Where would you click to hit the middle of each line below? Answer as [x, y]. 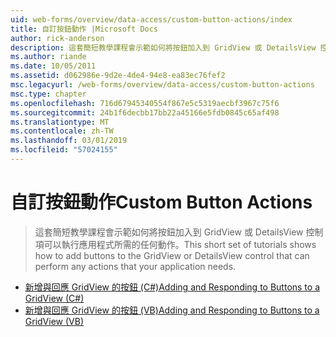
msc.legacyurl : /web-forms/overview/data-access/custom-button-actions [162, 85]
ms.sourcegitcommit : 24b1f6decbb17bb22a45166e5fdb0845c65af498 [145, 112]
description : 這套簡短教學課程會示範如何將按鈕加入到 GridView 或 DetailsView [163, 47]
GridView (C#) [54, 298]
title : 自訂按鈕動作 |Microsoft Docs [84, 29]
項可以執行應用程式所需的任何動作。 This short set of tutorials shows [175, 244]
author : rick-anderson [57, 38]
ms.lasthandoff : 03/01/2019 [69, 141]
